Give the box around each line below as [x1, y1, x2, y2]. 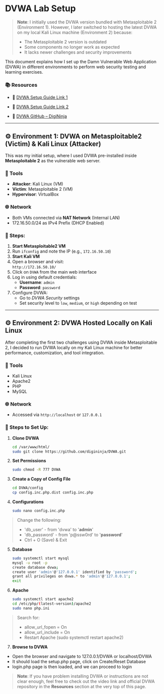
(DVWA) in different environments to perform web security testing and [5, 64, 146, 70]
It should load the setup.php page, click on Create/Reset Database [12, 658, 146, 664]
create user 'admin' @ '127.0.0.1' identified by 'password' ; [12, 569, 137, 575]
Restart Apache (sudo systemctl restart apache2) [24, 635, 123, 640]
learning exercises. [5, 69, 43, 75]
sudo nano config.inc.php [12, 508, 65, 514]
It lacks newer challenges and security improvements [24, 49, 132, 55]
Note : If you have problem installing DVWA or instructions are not [17, 673, 148, 679]
